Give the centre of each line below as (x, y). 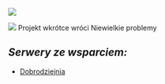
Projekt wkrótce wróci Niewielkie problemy (87, 28)
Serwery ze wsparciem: (68, 52)
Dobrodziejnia (42, 71)
